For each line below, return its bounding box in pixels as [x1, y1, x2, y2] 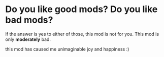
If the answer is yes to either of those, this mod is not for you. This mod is [5, 31, 159, 37]
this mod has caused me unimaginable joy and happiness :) [5, 46, 129, 52]
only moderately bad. [5, 36, 51, 42]
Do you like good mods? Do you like [5, 4, 158, 15]
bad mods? [5, 14, 53, 26]
